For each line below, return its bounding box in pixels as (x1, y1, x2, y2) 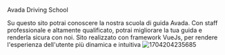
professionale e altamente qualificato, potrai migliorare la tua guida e (7, 26, 202, 34)
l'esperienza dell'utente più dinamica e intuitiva (7, 41, 141, 48)
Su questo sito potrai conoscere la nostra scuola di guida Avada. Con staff (7, 19, 218, 26)
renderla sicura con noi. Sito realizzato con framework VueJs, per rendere (7, 33, 218, 41)
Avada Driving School (7, 6, 69, 14)
